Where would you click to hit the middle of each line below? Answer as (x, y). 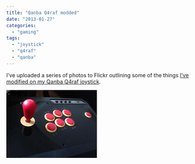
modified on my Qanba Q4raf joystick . (54, 81)
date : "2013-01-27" (31, 19)
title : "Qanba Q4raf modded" (43, 13)
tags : (13, 38)
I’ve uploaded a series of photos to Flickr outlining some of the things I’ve (97, 75)
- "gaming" (25, 32)
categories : (21, 25)
